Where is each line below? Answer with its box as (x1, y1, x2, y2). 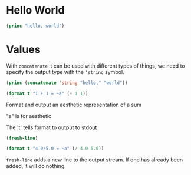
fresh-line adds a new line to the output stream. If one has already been (6, 156, 183, 163)
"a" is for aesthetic (6, 112, 52, 119)
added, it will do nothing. (6, 163, 66, 170)
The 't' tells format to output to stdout (6, 124, 97, 131)
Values (6, 43, 41, 56)
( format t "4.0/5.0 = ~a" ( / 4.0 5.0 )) (6, 146, 104, 152)
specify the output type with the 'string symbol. (6, 68, 125, 75)
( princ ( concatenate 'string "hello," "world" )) (6, 80, 128, 86)
